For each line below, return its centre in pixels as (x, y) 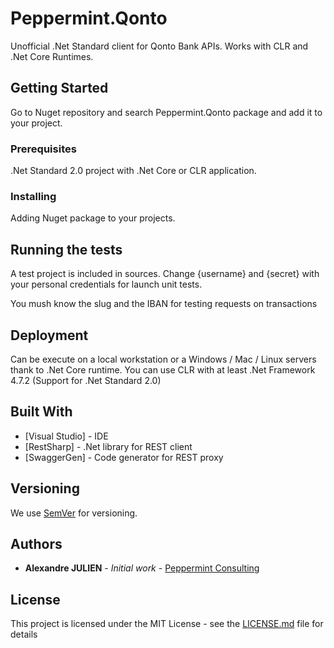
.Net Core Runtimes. (52, 56)
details (24, 634)
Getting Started (59, 88)
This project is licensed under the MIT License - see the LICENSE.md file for (167, 624)
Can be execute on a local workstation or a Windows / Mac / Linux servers (163, 359)
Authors (36, 543)
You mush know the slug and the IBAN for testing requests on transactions (164, 304)
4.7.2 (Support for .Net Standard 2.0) (86, 380)
